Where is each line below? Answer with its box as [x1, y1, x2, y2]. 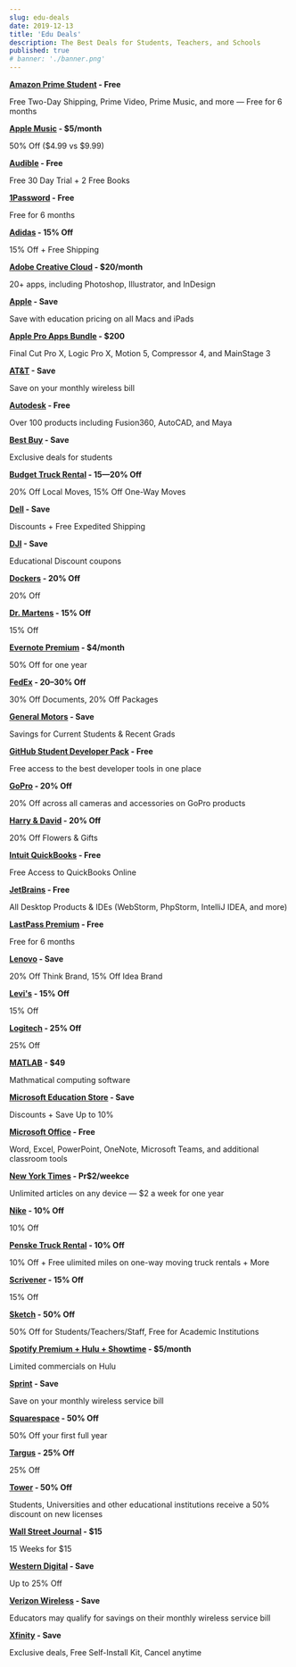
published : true [9, 46, 70, 55]
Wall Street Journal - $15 [9, 1526, 103, 1537]
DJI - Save [9, 538, 48, 549]
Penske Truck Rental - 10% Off [9, 1240, 125, 1250]
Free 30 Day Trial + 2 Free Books [9, 175, 131, 186]
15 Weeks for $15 [9, 1544, 72, 1554]
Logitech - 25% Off [9, 1023, 82, 1033]
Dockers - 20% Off [9, 573, 80, 583]
